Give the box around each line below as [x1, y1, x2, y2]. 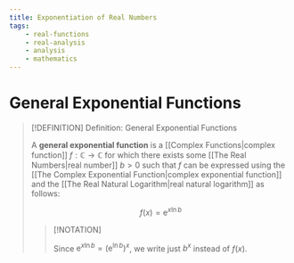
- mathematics [25, 54, 78, 63]
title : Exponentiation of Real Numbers [9, 12, 158, 22]
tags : [9, 21, 29, 30]
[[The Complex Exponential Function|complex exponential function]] [30, 168, 282, 179]
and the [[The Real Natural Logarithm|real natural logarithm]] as [30, 178, 265, 189]
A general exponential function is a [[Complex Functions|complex [30, 139, 276, 150]
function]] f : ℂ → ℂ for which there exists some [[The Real [30, 149, 247, 160]
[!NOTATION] [53, 224, 102, 234]
